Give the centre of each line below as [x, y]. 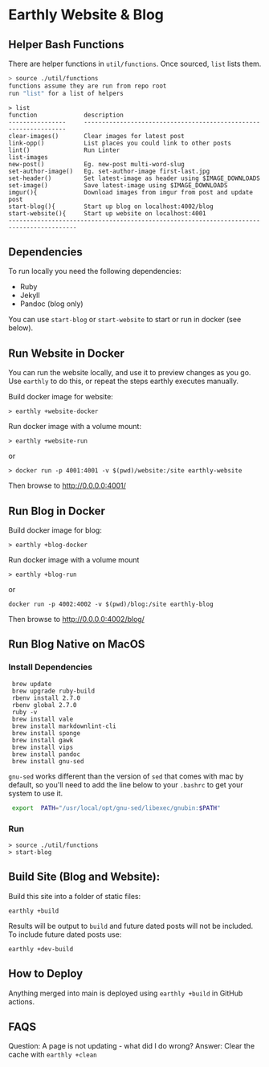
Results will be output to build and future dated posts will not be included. [131, 926]
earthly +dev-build [41, 949]
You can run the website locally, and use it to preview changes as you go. [130, 373]
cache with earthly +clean [53, 1055]
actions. [21, 1001]
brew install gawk [43, 740]
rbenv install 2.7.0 [46, 698]
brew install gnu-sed [48, 761]
